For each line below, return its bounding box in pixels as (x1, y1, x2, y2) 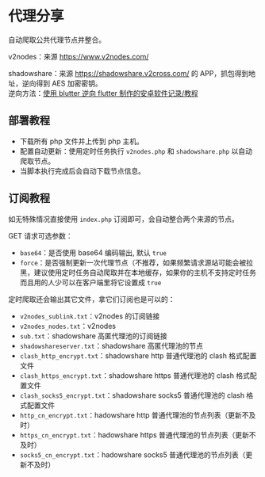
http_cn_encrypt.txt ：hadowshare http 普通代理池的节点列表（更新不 (19, 410, 249, 420)
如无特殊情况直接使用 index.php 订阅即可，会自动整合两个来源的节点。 (8, 214, 240, 223)
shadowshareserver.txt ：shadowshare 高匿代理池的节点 (19, 341, 204, 350)
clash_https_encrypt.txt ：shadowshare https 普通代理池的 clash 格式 (19, 370, 250, 380)
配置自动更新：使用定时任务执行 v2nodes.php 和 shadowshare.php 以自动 (19, 146, 252, 155)
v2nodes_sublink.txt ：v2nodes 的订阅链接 (19, 311, 160, 321)
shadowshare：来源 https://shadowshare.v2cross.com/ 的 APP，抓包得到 (8, 68, 249, 78)
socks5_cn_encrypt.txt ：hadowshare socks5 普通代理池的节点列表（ (19, 449, 246, 460)
